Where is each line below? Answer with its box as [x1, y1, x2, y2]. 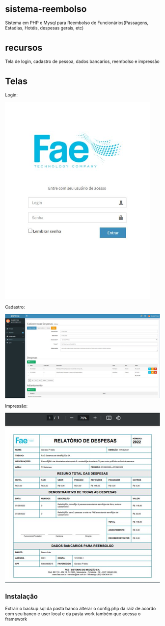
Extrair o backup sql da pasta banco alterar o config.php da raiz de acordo [5, 605, 156, 611]
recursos [5, 42, 43, 54]
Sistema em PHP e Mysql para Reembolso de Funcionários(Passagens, [5, 20, 149, 26]
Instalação [5, 593, 38, 601]
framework [5, 616, 27, 622]
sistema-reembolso [5, 3, 87, 15]
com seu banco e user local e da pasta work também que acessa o [5, 611, 141, 617]
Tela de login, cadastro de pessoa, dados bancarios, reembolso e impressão [5, 58, 160, 64]
